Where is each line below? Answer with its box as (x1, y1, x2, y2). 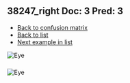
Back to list (16, 31, 49, 39)
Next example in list (16, 37, 73, 46)
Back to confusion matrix (16, 23, 88, 31)
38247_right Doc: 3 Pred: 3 (7, 5, 124, 17)
